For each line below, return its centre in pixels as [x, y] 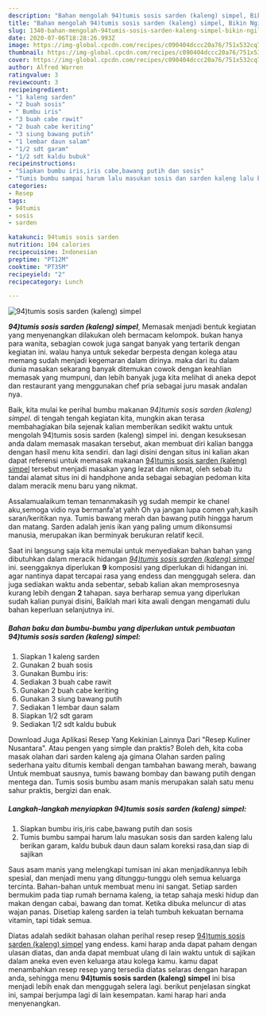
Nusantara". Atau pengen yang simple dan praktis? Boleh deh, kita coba [126, 748]
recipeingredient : [39, 90]
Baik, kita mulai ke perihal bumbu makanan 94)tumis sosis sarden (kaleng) [130, 410]
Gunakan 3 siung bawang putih [71, 699]
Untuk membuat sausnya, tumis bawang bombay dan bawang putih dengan [132, 774]
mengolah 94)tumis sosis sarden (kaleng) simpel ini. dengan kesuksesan [127, 436]
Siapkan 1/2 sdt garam [56, 716]
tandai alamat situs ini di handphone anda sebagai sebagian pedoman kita [129, 478]
